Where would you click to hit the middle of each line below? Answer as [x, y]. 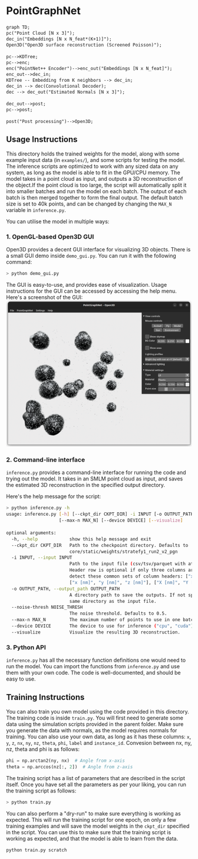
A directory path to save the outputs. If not [127, 595]
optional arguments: [32, 533]
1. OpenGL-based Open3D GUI [50, 237]
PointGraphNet [44, 11]
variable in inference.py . [36, 210]
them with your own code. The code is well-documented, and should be [93, 673]
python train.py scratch [37, 850]
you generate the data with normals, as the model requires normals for [92, 730]
